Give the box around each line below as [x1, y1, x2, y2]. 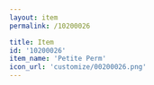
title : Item [9, 38, 54, 47]
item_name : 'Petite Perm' [9, 55, 106, 64]
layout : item [9, 13, 59, 22]
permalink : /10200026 [9, 21, 91, 30]
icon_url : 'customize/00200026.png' [9, 63, 147, 72]
